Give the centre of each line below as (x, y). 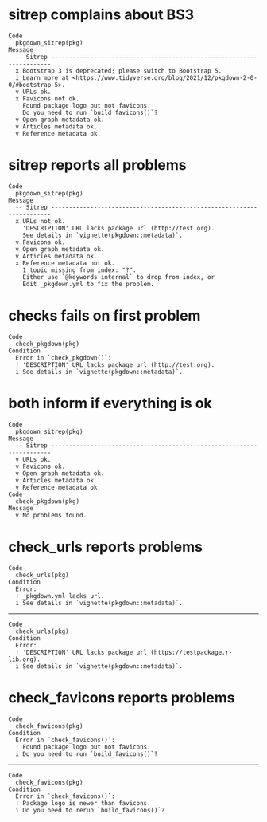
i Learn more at (42, 77)
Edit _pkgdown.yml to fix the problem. (89, 284)
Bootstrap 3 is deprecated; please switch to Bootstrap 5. (122, 71)
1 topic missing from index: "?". (79, 270)
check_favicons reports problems (122, 697)
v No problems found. (51, 515)
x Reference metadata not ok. (65, 263)
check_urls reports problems (106, 547)
